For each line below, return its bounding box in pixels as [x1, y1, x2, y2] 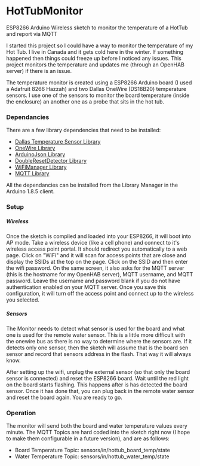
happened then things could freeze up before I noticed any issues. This [6, 54, 182, 62]
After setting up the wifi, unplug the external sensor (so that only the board [6, 368, 190, 376]
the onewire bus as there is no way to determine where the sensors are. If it [6, 338, 192, 345]
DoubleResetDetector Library [14, 157, 87, 165]
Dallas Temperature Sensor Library [14, 138, 101, 145]
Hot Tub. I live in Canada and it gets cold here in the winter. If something [6, 48, 184, 55]
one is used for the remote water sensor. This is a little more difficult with [6, 331, 186, 339]
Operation [6, 409, 36, 417]
